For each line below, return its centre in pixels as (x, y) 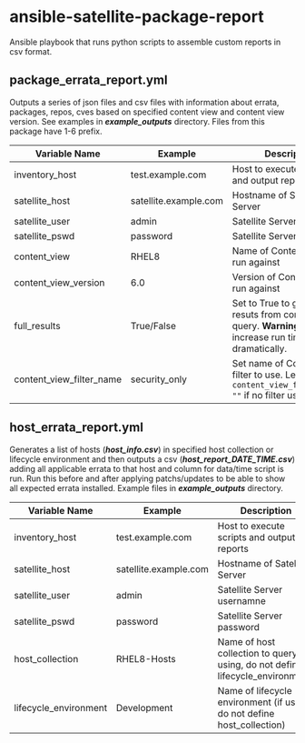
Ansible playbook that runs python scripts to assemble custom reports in (145, 42)
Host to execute (251, 526)
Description (266, 510)
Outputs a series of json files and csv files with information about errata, (144, 102)
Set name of (258, 363)
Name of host (246, 641)
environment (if (250, 702)
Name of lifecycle (255, 690)
